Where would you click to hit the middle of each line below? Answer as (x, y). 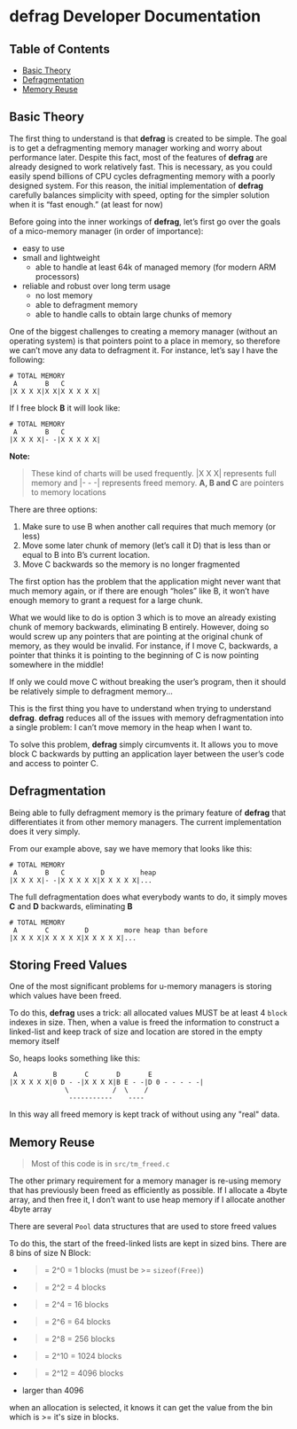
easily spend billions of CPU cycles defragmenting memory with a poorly (142, 176)
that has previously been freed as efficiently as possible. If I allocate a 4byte (148, 1190)
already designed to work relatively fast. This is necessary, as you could (141, 167)
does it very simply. (45, 831)
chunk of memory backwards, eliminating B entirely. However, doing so (139, 626)
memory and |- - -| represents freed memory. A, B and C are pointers (157, 483)
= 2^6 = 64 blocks (77, 1322)
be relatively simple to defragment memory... (91, 691)
